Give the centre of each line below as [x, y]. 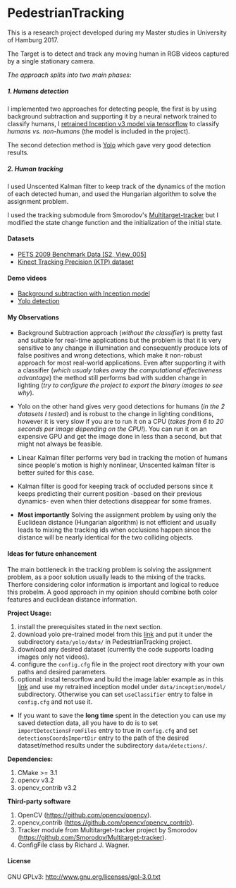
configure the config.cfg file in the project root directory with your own [121, 664]
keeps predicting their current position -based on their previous [110, 494]
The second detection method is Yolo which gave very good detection [109, 145]
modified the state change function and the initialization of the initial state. [115, 222]
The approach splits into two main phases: [69, 75]
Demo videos [27, 278]
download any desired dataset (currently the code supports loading [115, 649]
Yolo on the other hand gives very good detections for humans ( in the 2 [121, 406]
